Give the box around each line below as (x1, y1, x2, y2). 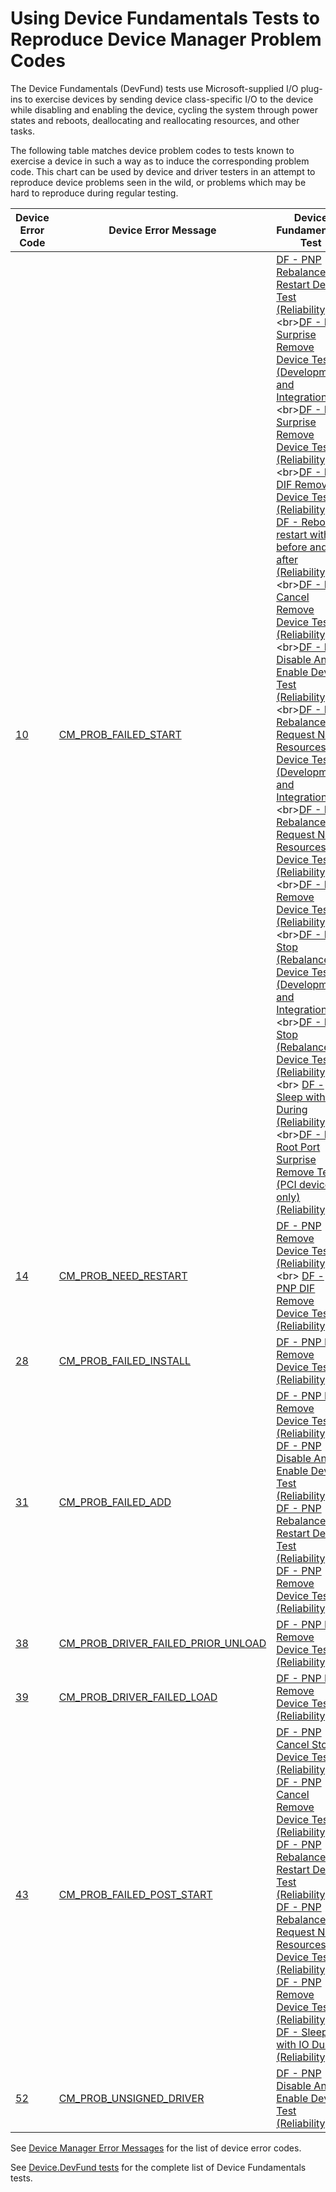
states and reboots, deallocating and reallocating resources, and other (10, 114, 300, 126)
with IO (276, 2037, 310, 2051)
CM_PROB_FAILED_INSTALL (58, 1353, 192, 1367)
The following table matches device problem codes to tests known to (10, 144, 295, 156)
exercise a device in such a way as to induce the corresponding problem (10, 155, 310, 167)
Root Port (276, 1140, 321, 1154)
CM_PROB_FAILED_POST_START (58, 1887, 213, 1901)
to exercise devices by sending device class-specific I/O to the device (24, 93, 314, 105)
